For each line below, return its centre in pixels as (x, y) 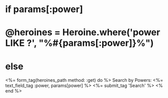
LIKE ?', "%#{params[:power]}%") (79, 43)
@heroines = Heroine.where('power (83, 33)
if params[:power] (44, 9)
